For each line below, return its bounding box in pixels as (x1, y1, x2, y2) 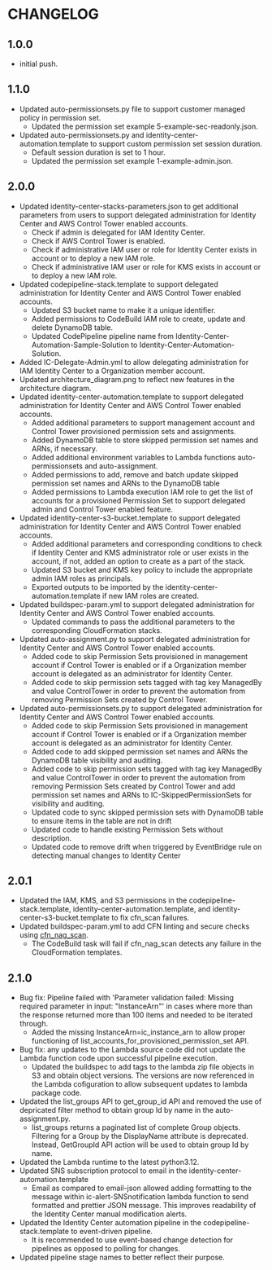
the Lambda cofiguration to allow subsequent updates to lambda (31, 1079, 248, 1089)
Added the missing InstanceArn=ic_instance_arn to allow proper (31, 1027, 246, 1037)
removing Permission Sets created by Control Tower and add (31, 781, 236, 791)
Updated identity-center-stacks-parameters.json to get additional (19, 201, 239, 211)
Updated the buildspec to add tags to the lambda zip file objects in (31, 1062, 255, 1072)
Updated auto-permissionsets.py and (19, 130, 145, 139)
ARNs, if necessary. (31, 443, 98, 453)
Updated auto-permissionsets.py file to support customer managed (19, 103, 245, 114)
